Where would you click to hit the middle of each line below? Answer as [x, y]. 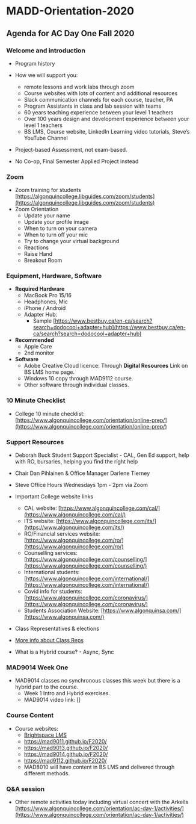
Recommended [34, 340]
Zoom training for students [48, 190]
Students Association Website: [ [63, 611]
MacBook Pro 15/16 [48, 296]
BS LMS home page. [49, 372]
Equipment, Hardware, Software [54, 276]
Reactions [36, 247]
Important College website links [54, 497]
